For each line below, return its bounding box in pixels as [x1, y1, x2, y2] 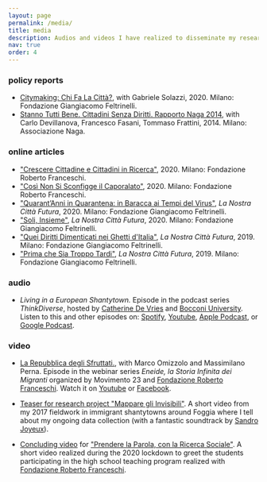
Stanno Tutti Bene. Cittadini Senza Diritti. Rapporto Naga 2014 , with [19, 110, 240, 119]
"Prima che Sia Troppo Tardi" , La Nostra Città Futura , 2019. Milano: [19, 249, 240, 258]
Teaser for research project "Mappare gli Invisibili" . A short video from [19, 399, 250, 409]
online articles [8, 146, 65, 157]
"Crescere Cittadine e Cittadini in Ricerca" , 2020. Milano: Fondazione [19, 164, 246, 174]
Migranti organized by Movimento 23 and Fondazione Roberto [19, 375, 224, 385]
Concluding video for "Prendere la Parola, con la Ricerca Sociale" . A [19, 440, 242, 449]
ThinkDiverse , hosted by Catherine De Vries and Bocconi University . [19, 303, 244, 313]
